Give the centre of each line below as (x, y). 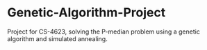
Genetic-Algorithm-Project (86, 13)
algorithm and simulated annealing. (57, 38)
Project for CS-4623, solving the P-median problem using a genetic (104, 32)
